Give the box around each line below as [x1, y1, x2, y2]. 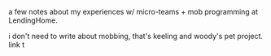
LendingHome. [8, 15, 59, 25]
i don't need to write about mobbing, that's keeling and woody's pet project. [8, 32, 263, 41]
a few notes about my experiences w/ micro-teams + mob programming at [8, 7, 259, 16]
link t [8, 40, 25, 50]
